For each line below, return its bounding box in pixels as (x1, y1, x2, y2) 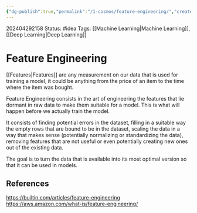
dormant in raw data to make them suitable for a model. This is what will (6, 101, 180, 108)
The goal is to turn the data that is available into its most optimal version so (6, 155, 187, 162)
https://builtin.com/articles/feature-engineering (6, 194, 120, 201)
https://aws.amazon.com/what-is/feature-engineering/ (6, 201, 138, 208)
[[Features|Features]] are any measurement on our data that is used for (6, 71, 178, 78)
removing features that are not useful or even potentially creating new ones (6, 138, 188, 145)
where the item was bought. (6, 84, 74, 91)
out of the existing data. (6, 144, 63, 151)
